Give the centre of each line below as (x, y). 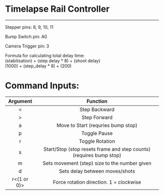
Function (97, 101)
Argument (20, 101)
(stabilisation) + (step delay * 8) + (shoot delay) (53, 61)
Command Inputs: (42, 86)
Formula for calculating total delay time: (45, 55)
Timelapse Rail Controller (57, 9)
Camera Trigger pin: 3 (27, 46)
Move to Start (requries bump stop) (97, 125)
